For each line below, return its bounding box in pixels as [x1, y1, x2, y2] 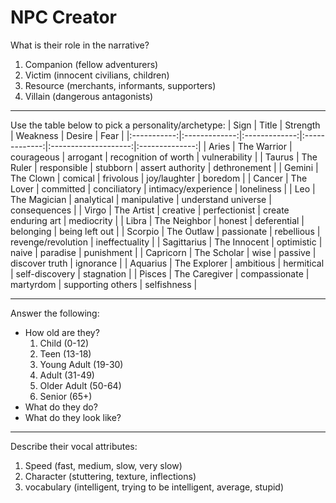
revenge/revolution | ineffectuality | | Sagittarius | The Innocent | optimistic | [10, 236, 323, 248]
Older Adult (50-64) [39, 379, 122, 391]
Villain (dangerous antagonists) [24, 90, 154, 102]
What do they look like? [24, 411, 122, 423]
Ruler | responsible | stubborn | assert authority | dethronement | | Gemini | [10, 161, 319, 173]
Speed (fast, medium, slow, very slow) [24, 459, 183, 471]
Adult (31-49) [39, 369, 95, 381]
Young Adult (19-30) [39, 358, 124, 370]
